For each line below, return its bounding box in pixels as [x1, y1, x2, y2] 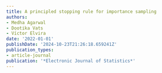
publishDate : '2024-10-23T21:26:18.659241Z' [6, 42, 117, 48]
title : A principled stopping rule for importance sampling [6, 8, 157, 15]
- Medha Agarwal [6, 19, 46, 25]
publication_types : [6, 47, 54, 53]
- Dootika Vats [6, 25, 44, 31]
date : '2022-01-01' [6, 36, 54, 42]
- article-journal [6, 52, 51, 58]
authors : [6, 14, 28, 20]
